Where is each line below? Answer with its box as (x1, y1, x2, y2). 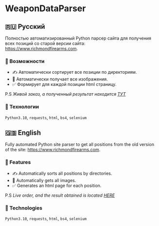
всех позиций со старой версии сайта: (5, 41, 86, 46)
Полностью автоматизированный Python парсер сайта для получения (5, 35, 152, 41)
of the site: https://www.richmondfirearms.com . (5, 147, 101, 153)
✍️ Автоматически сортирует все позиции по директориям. (12, 69, 137, 75)
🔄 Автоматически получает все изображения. (12, 76, 108, 82)
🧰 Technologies (5, 205, 43, 211)
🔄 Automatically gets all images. (12, 177, 76, 183)
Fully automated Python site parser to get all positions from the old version (5, 142, 155, 147)
